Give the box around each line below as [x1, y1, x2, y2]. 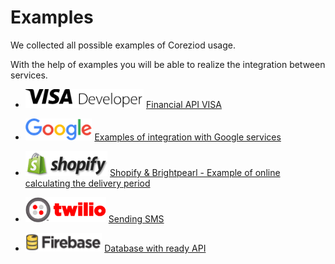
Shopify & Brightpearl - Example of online [109, 166, 281, 178]
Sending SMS [108, 212, 165, 225]
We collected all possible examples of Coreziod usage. [10, 39, 236, 51]
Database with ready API [104, 242, 207, 254]
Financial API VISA [146, 98, 223, 110]
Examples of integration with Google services [94, 131, 282, 143]
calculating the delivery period [24, 177, 151, 189]
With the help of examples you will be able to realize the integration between [10, 58, 326, 70]
